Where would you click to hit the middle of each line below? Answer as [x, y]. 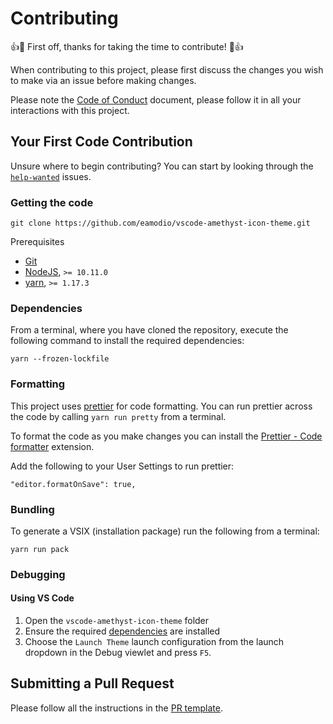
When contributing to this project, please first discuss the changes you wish [167, 69]
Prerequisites [37, 242]
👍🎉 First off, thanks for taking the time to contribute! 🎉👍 [127, 46]
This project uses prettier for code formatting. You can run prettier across [161, 406]
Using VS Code [42, 598]
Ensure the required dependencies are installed [122, 631]
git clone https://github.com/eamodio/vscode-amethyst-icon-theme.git [160, 223]
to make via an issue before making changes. [103, 80]
